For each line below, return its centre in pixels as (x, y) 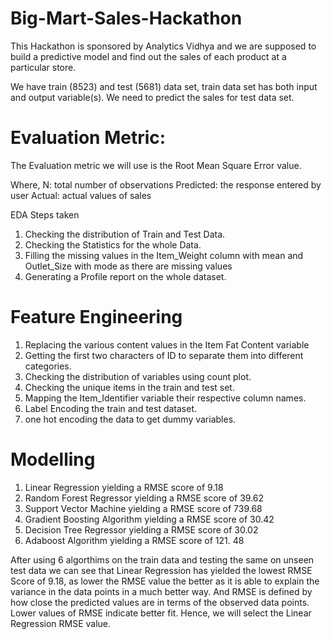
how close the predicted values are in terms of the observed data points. (160, 602)
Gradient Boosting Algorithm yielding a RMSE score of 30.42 (149, 519)
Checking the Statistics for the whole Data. (113, 244)
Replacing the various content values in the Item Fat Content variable (167, 344)
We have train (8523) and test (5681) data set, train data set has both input (164, 86)
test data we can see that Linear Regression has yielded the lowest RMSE (161, 570)
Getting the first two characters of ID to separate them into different (164, 355)
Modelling (53, 459)
